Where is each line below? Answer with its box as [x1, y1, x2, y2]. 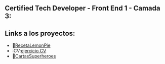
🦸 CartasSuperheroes [12, 53, 56, 59]
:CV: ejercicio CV [12, 48, 47, 54]
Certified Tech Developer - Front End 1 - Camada [5, 4, 160, 13]
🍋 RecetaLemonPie [12, 42, 51, 48]
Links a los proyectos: [5, 29, 75, 37]
